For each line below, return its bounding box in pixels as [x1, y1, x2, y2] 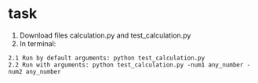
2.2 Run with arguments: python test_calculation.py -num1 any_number [8, 60, 244, 69]
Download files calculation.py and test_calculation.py [19, 31, 191, 40]
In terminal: [19, 38, 56, 48]
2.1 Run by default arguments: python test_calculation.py [8, 54, 205, 62]
